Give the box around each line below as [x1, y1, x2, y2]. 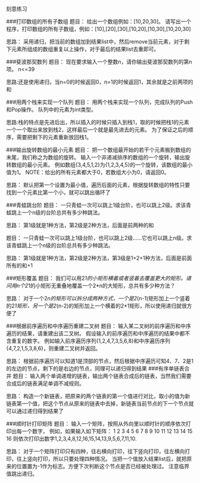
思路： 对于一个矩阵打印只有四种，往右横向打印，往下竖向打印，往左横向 [6, 448, 185, 455]
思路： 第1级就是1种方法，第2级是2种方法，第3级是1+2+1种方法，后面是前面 [6, 254, 192, 262]
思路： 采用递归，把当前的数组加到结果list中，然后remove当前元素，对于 [6, 38, 185, 45]
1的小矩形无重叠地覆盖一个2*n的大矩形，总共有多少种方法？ [27, 282, 176, 289]
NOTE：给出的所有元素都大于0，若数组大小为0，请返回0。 [25, 169, 170, 176]
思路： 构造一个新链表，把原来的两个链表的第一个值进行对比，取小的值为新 [6, 393, 190, 399]
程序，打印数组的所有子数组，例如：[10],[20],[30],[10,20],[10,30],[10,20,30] [6, 26, 192, 32]
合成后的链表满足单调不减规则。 [6, 380, 85, 387]
